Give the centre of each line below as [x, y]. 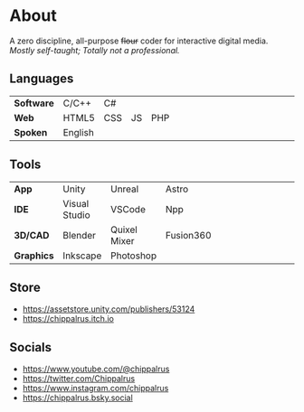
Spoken [31, 132]
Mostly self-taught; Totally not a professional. [95, 50]
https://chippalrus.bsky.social [77, 398]
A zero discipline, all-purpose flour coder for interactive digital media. [139, 41]
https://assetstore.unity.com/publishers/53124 [109, 309]
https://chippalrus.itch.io [68, 319]
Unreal [124, 189]
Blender [80, 235]
